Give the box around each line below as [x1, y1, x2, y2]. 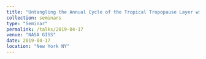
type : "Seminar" [6, 20, 48, 26]
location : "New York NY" [6, 44, 70, 50]
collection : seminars [6, 15, 62, 21]
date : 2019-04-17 [6, 37, 51, 44]
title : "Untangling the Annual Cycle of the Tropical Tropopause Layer [6, 9, 193, 15]
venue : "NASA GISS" [6, 32, 56, 38]
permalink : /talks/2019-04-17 [6, 26, 84, 33]
